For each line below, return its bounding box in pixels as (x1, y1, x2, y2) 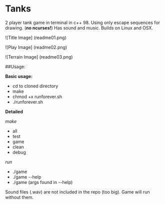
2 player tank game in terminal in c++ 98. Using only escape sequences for (5, 19, 160, 25)
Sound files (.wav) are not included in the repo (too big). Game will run (5, 188, 150, 195)
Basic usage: (5, 73, 33, 79)
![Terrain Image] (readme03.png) (5, 53, 73, 60)
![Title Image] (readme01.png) (5, 34, 66, 40)
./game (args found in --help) (12, 179, 73, 185)
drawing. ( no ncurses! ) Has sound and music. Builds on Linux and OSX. (5, 24, 153, 30)
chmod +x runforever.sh (12, 93, 62, 99)
